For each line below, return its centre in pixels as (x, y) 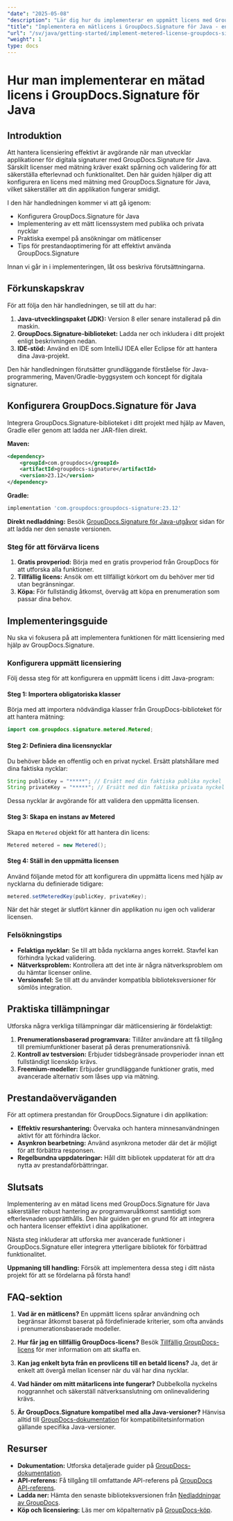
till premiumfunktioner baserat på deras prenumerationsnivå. (104, 1046)
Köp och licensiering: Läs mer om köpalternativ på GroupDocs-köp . (115, 1510)
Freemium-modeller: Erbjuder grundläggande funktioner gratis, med (115, 1069)
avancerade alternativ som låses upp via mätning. (88, 1076)
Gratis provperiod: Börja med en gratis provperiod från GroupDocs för (118, 562)
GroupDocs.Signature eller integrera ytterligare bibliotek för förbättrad (107, 1247)
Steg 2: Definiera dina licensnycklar (60, 745)
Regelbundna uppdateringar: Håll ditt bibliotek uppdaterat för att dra (116, 1158)
